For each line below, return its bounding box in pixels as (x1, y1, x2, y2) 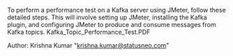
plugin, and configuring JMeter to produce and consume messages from (7, 21, 216, 28)
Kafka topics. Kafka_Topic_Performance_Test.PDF (7, 28, 151, 36)
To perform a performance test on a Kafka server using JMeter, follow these (7, 6, 227, 14)
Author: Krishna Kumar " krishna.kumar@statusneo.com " (7, 41, 170, 49)
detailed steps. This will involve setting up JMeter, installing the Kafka (7, 13, 207, 21)
